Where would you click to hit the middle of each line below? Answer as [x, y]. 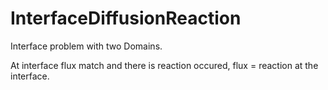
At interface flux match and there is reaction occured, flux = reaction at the [164, 65]
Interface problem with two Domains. [86, 46]
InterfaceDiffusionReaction [126, 18]
